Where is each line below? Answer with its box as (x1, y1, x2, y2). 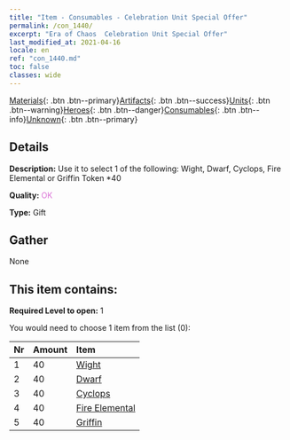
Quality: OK (9, 190, 53, 200)
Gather (9, 232, 49, 247)
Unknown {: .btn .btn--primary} (26, 114, 138, 124)
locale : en (9, 46, 50, 55)
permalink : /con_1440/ (9, 21, 93, 30)
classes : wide (9, 71, 62, 80)
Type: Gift (9, 207, 46, 217)
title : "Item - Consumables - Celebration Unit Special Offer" (9, 12, 248, 22)
